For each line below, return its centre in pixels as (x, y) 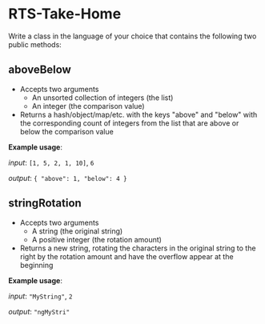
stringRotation (45, 204)
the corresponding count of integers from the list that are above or (129, 123)
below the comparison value (66, 131)
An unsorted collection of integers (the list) (102, 98)
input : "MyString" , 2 (40, 296)
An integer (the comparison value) (88, 106)
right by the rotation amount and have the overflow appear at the (126, 256)
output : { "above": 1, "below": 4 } (68, 178)
